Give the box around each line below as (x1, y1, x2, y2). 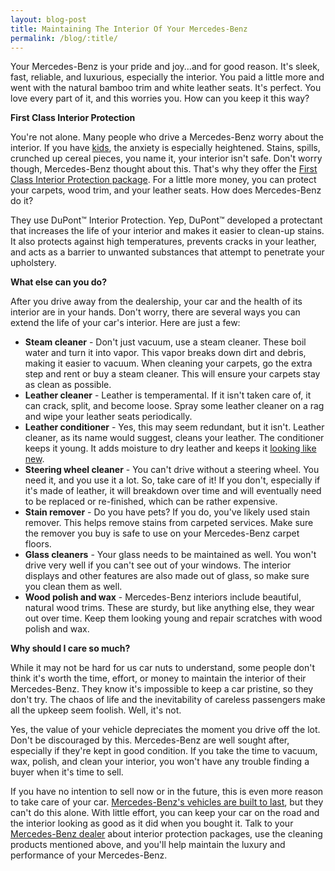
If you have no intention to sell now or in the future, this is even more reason (10, 786, 324, 798)
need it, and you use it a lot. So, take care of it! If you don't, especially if (24, 474, 321, 486)
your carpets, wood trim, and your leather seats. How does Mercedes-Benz (10, 184, 322, 196)
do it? (10, 195, 34, 207)
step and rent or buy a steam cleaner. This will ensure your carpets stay (24, 368, 321, 380)
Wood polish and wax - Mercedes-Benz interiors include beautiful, (24, 591, 302, 603)
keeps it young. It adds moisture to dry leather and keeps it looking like (24, 442, 317, 455)
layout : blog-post (10, 14, 87, 25)
